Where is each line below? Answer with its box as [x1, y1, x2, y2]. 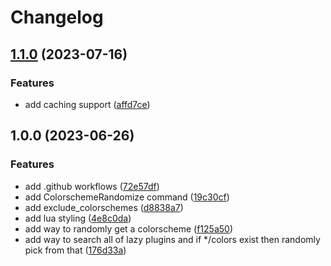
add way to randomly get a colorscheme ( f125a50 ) [24, 222, 233, 235]
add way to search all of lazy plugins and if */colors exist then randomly [24, 233, 321, 245]
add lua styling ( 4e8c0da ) [24, 212, 132, 224]
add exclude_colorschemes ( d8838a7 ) [24, 201, 184, 213]
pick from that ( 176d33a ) [24, 244, 127, 256]
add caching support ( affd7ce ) [24, 98, 151, 110]
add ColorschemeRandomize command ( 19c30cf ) [24, 191, 230, 203]
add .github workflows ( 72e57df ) [24, 180, 160, 192]
